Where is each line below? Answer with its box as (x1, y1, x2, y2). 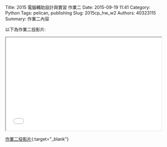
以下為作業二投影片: (5, 26, 46, 32)
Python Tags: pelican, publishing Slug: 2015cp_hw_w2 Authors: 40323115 (5, 10, 156, 16)
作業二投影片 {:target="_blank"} (5, 136, 69, 142)
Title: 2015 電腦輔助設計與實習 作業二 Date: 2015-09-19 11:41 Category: (5, 4, 151, 10)
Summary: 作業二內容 (5, 16, 49, 21)
